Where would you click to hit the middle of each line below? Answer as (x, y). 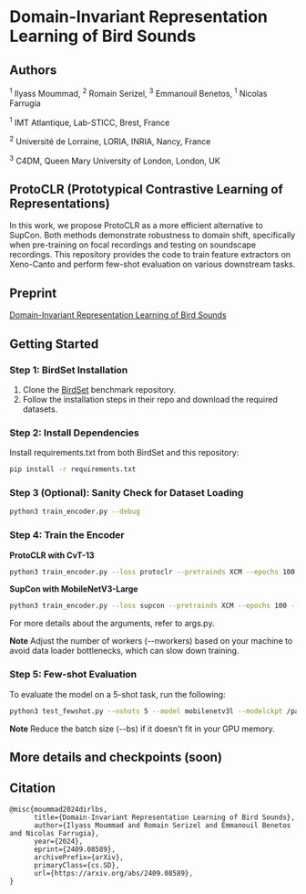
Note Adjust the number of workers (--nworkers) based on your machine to (151, 641)
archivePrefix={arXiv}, (79, 857)
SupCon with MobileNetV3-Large (74, 589)
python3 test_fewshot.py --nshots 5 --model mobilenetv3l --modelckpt (146, 711)
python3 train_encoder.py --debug (75, 512)
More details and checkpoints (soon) (116, 757)
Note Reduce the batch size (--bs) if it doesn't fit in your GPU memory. (142, 729)
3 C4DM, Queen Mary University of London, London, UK (115, 160)
